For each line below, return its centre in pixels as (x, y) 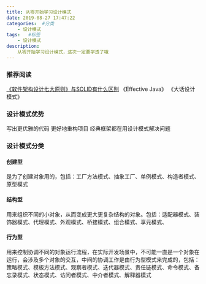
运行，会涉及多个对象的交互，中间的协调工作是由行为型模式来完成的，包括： (103, 259)
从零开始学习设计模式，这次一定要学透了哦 (63, 52)
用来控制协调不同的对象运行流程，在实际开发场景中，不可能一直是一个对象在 (103, 251)
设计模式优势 (25, 114)
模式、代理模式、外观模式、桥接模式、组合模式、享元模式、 (92, 222)
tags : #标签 (24, 35)
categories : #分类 (30, 23)
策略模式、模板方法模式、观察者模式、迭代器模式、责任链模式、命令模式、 (100, 267)
